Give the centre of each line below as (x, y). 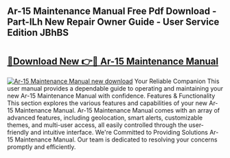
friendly (18, 132)
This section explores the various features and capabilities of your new (107, 103)
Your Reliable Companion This (177, 81)
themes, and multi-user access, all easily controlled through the (97, 125)
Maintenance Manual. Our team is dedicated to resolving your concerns (116, 139)
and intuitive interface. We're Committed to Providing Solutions (119, 132)
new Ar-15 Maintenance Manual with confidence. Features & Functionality (111, 96)
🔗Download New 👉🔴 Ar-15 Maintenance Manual (113, 61)
